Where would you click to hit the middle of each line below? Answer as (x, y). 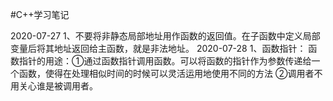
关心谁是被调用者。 (58, 86)
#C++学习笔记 (40, 14)
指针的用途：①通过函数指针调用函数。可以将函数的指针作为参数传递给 (165, 61)
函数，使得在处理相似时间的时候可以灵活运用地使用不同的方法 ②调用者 (166, 73)
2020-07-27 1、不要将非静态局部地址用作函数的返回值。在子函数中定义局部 (165, 36)
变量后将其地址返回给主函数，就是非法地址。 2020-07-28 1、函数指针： (158, 48)
